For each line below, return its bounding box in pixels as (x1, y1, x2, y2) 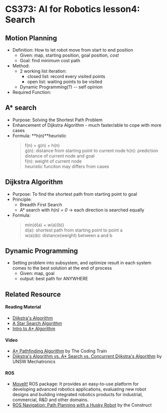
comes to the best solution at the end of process (12, 265, 112, 271)
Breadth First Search (19, 201, 62, 207)
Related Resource (5, 290, 61, 299)
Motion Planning (5, 34, 57, 42)
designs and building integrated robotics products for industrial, (12, 392, 143, 398)
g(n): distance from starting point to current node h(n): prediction (24, 148, 158, 154)
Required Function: (12, 89, 51, 95)
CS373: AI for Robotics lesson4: (5, 3, 140, 15)
